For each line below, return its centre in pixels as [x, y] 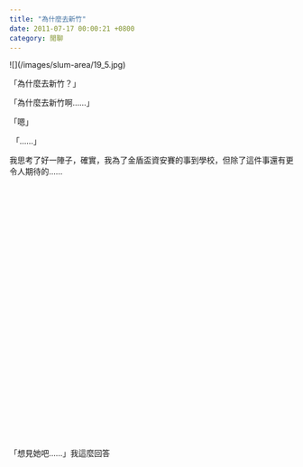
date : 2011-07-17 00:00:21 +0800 [72, 28]
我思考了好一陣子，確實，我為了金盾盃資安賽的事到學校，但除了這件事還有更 [151, 160]
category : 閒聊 [37, 38]
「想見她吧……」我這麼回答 [60, 453]
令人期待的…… [36, 172]
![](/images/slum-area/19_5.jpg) [68, 65]
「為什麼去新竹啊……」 [52, 103]
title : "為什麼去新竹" [48, 19]
